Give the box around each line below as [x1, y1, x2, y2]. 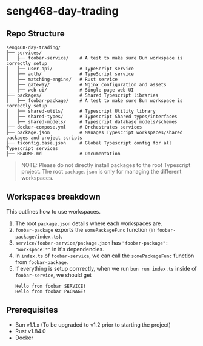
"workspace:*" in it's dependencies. [15, 245, 104, 253]
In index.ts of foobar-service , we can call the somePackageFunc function [15, 252, 195, 259]
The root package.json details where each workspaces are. [15, 220, 162, 227]
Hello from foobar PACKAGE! [15, 288, 86, 294]
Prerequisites [6, 305, 58, 315]
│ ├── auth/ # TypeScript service [6, 71, 135, 77]
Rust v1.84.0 [15, 327, 47, 334]
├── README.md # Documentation [6, 151, 121, 157]
